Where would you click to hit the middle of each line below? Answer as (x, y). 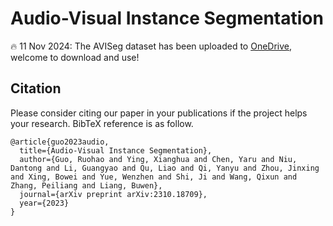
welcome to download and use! (75, 57)
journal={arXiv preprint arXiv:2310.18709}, (113, 194)
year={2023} (44, 203)
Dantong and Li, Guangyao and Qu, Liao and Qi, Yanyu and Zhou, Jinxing (165, 168)
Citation (36, 88)
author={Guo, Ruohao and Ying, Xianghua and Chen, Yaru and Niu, (158, 159)
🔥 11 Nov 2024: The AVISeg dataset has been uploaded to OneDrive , (151, 46)
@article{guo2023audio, (60, 142)
